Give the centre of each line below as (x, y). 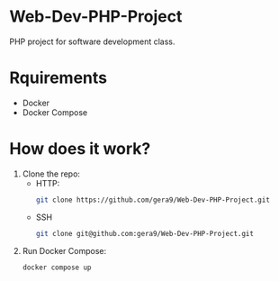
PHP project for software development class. (92, 41)
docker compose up (57, 267)
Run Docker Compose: (64, 250)
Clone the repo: (51, 174)
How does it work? (80, 149)
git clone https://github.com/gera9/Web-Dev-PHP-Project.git (153, 200)
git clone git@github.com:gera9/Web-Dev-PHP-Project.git (145, 233)
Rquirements (58, 78)
